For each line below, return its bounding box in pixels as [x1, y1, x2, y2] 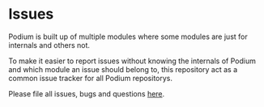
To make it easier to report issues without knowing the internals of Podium [8, 56, 257, 66]
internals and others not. [8, 40, 91, 49]
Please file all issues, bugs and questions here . [8, 88, 165, 98]
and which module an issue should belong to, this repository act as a [8, 64, 238, 74]
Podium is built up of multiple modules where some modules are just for [8, 32, 249, 41]
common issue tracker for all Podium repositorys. [8, 73, 172, 83]
